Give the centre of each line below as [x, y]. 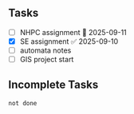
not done [23, 103]
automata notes [45, 50]
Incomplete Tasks [53, 85]
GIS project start [47, 59]
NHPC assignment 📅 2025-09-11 [73, 32]
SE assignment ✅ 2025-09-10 [69, 41]
